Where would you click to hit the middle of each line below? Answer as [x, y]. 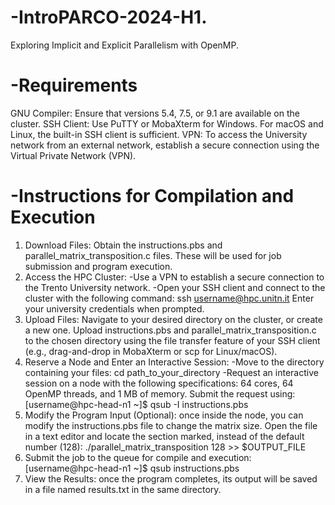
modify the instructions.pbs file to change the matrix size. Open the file [171, 425]
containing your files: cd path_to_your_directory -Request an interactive [171, 372]
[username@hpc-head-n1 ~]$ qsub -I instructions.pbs [136, 404]
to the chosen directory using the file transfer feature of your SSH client [172, 340]
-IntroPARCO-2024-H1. [109, 17]
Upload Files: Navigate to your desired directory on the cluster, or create [173, 319]
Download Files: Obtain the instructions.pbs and [123, 245]
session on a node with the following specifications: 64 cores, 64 [159, 383]
